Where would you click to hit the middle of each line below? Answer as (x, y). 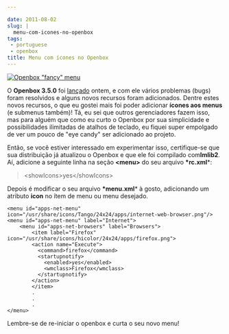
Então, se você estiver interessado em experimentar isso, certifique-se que (113, 147)
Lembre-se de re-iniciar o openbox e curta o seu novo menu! (93, 323)
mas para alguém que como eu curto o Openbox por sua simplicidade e (108, 119)
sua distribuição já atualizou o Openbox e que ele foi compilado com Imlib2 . (114, 154)
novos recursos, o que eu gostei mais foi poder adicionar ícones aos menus (115, 105)
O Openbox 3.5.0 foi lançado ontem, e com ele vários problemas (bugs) (109, 91)
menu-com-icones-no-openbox (53, 32)
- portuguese (29, 45)
